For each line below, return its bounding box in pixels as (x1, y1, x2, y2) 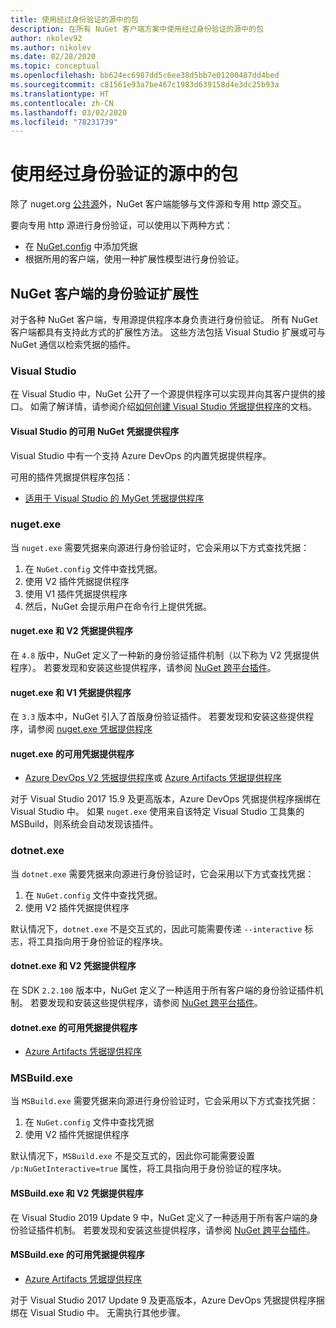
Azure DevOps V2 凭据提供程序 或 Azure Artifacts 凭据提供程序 (24, 772, 282, 784)
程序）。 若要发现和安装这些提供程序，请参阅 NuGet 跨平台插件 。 (10, 662, 277, 673)
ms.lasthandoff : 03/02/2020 (10, 107, 128, 118)
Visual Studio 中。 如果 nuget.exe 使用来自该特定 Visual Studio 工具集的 (10, 806, 305, 818)
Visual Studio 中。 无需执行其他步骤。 (29, 1306, 186, 1318)
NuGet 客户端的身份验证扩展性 (10, 285, 200, 302)
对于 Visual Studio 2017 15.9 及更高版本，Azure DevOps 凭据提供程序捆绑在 (10, 793, 322, 805)
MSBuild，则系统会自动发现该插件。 (10, 818, 159, 830)
